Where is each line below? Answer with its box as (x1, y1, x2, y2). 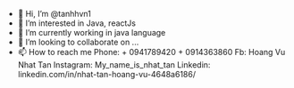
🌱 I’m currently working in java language (17, 28, 166, 37)
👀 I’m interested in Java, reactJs (17, 18, 137, 28)
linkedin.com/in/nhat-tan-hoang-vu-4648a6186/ (17, 69, 197, 79)
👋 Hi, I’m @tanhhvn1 (17, 9, 91, 19)
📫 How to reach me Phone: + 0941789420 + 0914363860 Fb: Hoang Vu (17, 47, 286, 57)
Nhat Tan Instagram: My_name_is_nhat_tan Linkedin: (17, 60, 211, 70)
